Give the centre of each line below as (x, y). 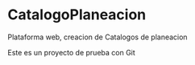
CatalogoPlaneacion (77, 15)
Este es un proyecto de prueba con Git (72, 52)
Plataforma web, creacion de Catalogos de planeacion (97, 37)
